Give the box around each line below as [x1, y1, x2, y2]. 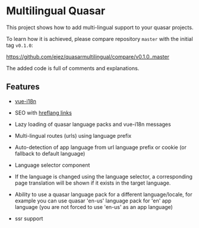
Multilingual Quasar [6, 4, 106, 18]
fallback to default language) [14, 150, 86, 157]
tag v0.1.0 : [6, 42, 34, 49]
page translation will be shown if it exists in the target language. [14, 179, 171, 186]
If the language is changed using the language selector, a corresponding [14, 173, 193, 180]
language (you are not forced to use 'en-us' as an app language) [14, 203, 173, 210]
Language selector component [14, 161, 90, 169]
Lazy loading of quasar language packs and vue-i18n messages [14, 121, 171, 128]
